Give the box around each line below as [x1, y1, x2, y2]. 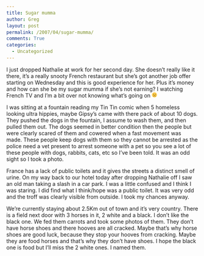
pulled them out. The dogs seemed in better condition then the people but [6, 123, 192, 130]
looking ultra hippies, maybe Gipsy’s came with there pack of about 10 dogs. [6, 110, 198, 117]
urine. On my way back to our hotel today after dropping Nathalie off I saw [6, 174, 192, 181]
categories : [6, 42, 37, 48]
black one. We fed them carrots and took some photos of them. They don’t [6, 218, 194, 225]
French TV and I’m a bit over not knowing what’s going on [6, 91, 151, 99]
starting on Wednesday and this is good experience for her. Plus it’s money [6, 79, 194, 86]
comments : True [6, 35, 45, 42]
